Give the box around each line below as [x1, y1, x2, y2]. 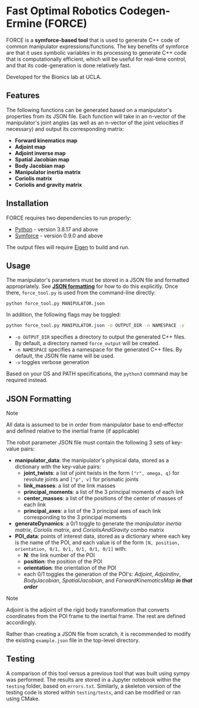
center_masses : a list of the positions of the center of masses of [23, 495, 183, 502]
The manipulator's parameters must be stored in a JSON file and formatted [6, 277, 189, 284]
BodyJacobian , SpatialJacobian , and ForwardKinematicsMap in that [23, 577, 193, 584]
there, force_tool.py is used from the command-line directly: [6, 289, 156, 296]
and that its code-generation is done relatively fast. [6, 61, 131, 69]
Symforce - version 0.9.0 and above [14, 232, 103, 239]
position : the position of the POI [23, 558, 103, 565]
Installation [6, 198, 49, 209]
